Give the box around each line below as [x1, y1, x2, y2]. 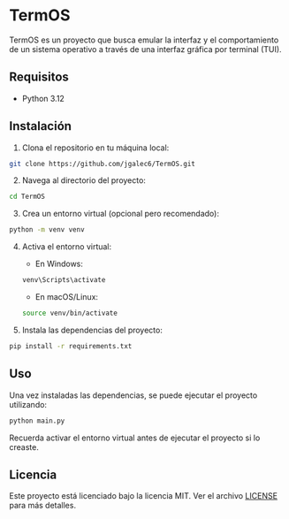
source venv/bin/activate [21, 309, 118, 318]
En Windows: [34, 258, 84, 270]
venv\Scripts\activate [21, 276, 106, 285]
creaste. [9, 441, 40, 452]
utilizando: [9, 399, 47, 409]
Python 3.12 [21, 93, 65, 103]
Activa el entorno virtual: [21, 241, 112, 252]
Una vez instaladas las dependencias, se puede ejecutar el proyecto [9, 390, 258, 401]
